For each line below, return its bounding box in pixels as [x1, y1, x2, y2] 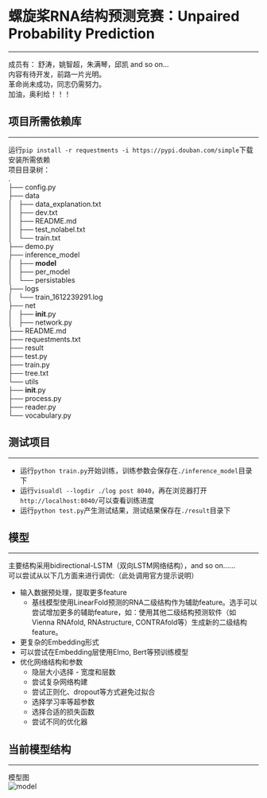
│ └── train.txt [8, 232, 61, 243]
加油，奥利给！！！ [8, 89, 72, 99]
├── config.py [8, 182, 56, 192]
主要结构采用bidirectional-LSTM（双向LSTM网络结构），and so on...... [8, 561, 236, 570]
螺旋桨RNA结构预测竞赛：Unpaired [8, 7, 240, 25]
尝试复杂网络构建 [31, 677, 88, 687]
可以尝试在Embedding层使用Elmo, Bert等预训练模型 [19, 648, 189, 657]
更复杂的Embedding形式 [19, 637, 99, 647]
